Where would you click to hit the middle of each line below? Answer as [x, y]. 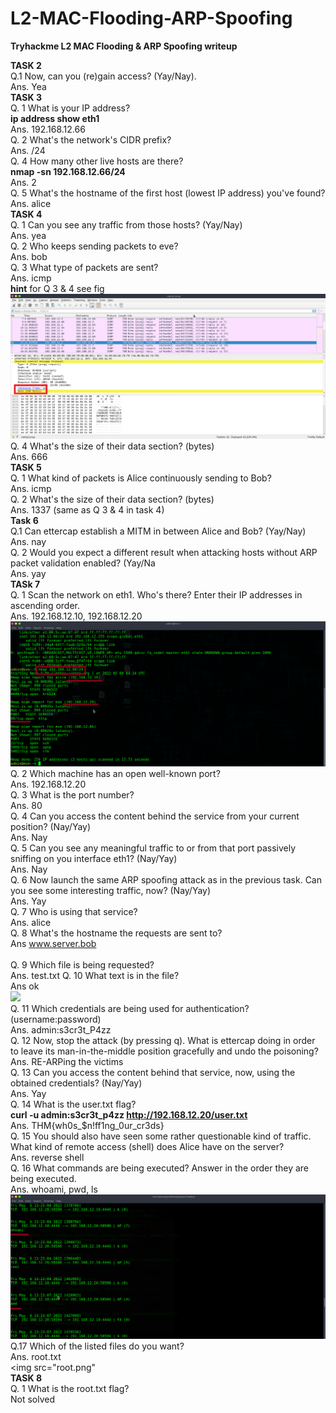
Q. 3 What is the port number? [72, 794]
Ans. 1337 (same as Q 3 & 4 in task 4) [87, 509]
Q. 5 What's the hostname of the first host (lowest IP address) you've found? [168, 193]
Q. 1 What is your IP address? [70, 108]
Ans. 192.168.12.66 [48, 129]
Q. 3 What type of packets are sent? [84, 267]
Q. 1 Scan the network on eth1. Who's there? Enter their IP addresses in [156, 594]
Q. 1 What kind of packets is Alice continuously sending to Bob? [141, 478]
